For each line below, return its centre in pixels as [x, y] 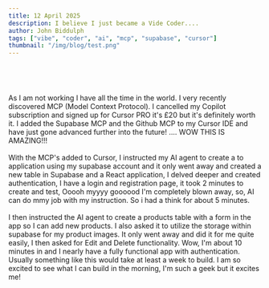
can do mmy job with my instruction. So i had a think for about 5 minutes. [129, 201]
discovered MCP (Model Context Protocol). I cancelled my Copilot [117, 107]
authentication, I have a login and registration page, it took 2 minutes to [126, 183]
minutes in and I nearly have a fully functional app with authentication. [124, 251]
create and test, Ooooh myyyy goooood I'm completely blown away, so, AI [131, 192]
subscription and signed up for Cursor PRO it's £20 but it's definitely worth [132, 115]
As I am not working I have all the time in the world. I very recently [117, 98]
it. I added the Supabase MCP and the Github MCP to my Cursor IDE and [128, 124]
